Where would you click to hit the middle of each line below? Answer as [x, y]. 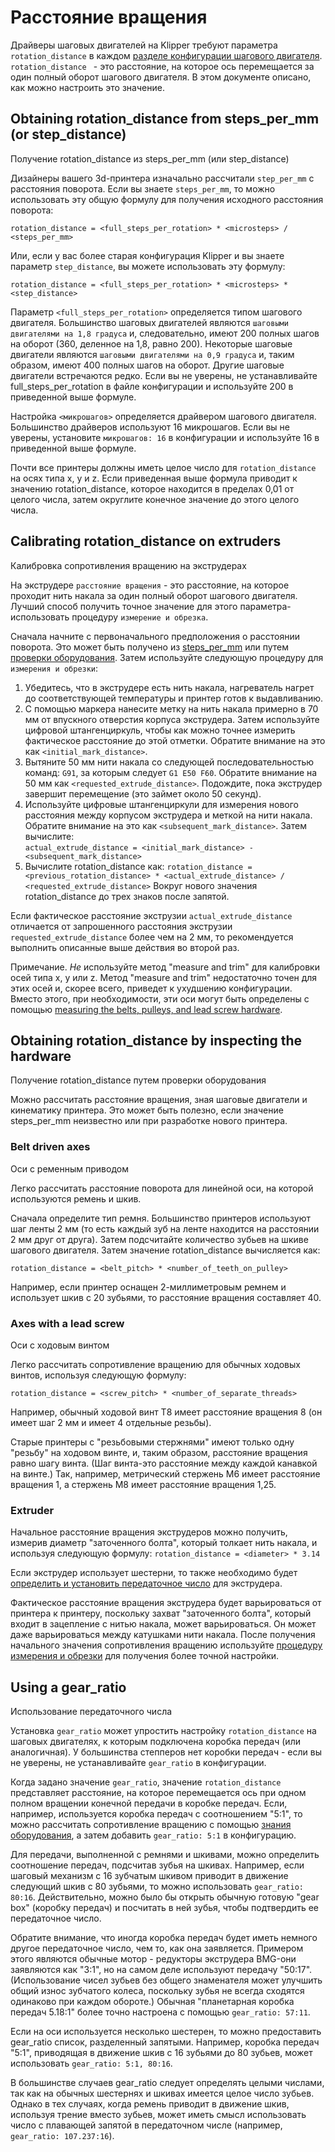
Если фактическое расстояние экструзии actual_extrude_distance [151, 915]
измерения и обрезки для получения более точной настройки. [145, 1656]
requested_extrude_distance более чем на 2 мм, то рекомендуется [152, 937]
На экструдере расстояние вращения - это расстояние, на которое [150, 585]
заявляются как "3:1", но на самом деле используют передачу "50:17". [161, 1970]
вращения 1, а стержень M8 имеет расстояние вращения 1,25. [143, 1484]
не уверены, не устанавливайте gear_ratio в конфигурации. [138, 1763]
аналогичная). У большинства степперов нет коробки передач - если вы [166, 1752]
